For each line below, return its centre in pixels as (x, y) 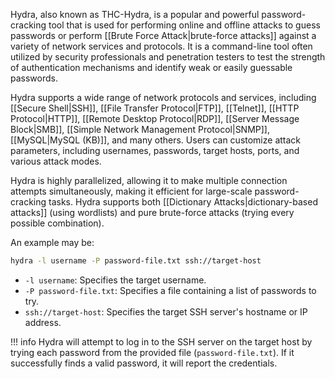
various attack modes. (56, 161)
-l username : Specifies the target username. (115, 280)
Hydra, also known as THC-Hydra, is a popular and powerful (135, 14)
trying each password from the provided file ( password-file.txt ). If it (152, 352)
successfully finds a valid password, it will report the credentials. (144, 363)
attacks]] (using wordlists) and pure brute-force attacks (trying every (152, 212)
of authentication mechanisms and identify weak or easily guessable (151, 67)
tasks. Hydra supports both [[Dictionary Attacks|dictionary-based (183, 202)
